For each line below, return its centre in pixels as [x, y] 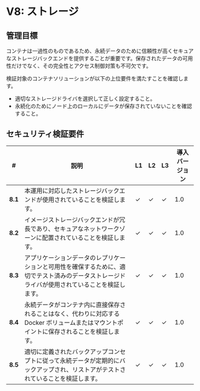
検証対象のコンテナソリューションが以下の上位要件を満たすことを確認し [95, 78]
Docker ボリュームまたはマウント [71, 322]
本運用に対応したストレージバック [72, 191]
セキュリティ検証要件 [45, 134]
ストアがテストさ [102, 370]
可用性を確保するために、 [84, 266]
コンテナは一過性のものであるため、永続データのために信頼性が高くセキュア [100, 51]
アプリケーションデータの [60, 257]
